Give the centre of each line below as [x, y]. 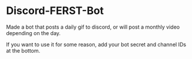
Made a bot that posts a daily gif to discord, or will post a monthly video [93, 27]
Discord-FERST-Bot [55, 11]
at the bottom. [23, 50]
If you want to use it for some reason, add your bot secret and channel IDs [96, 44]
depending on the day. [33, 33]
